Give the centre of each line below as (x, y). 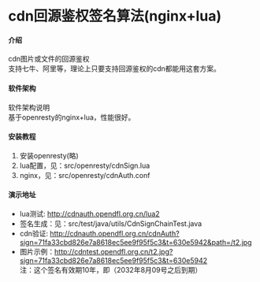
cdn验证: (34, 234)
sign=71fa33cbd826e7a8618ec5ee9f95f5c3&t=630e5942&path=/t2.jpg (136, 242)
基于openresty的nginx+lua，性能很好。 (72, 117)
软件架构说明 (29, 107)
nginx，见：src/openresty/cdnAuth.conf (85, 175)
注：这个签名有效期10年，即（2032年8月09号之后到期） (111, 270)
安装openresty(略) (49, 155)
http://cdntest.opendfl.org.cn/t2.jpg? (113, 252)
